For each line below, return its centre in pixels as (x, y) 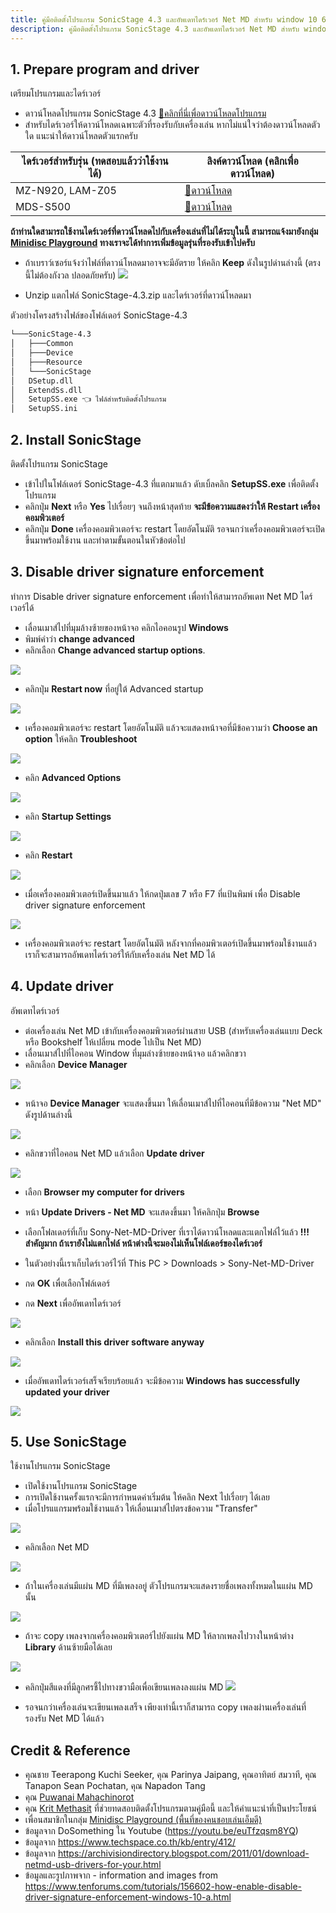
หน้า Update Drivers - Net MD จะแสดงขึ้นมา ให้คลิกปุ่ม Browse (142, 1212)
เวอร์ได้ (22, 607)
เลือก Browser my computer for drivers (104, 1192)
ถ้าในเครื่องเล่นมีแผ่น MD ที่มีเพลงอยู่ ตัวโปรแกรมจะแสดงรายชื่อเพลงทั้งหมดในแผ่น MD (168, 1586)
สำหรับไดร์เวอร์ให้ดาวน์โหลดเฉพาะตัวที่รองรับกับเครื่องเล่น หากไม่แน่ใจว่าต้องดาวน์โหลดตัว (172, 125)
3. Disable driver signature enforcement (137, 572)
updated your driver (67, 1392)
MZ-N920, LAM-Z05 (66, 191)
